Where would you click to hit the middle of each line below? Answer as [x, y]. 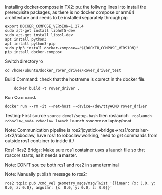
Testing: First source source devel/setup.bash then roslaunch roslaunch [79, 115]
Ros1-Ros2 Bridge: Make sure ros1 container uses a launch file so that [75, 150]
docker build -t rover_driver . [47, 88]
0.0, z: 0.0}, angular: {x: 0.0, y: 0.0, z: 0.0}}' [59, 188]
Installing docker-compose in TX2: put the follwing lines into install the [76, 7]
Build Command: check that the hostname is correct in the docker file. [75, 79]
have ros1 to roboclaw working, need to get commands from [97, 135]
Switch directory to [24, 61]
